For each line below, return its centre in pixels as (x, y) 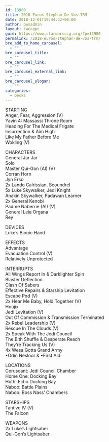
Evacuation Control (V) (29, 254)
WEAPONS (17, 423)
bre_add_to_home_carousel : (34, 43)
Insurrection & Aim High (30, 132)
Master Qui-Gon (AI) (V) (30, 168)
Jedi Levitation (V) (25, 312)
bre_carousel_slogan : (28, 81)
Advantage (17, 248)
